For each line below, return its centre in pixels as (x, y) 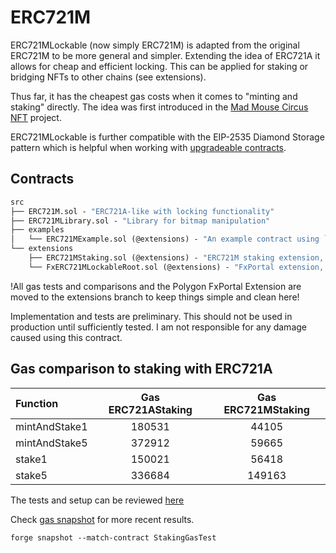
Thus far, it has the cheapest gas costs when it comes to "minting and (154, 96)
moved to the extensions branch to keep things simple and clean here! (155, 297)
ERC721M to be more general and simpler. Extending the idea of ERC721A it (165, 55)
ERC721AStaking (150, 409)
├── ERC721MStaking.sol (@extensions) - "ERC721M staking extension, (176, 258)
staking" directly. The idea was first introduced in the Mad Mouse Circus (159, 107)
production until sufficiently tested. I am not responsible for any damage (158, 327)
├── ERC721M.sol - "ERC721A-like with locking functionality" (142, 211)
